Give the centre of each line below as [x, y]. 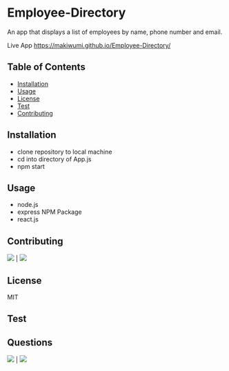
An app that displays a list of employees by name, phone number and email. [115, 32]
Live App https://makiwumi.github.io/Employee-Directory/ [89, 45]
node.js [28, 205]
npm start [31, 166]
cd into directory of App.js [54, 159]
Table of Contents [47, 67]
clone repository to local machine [64, 152]
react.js [28, 219]
